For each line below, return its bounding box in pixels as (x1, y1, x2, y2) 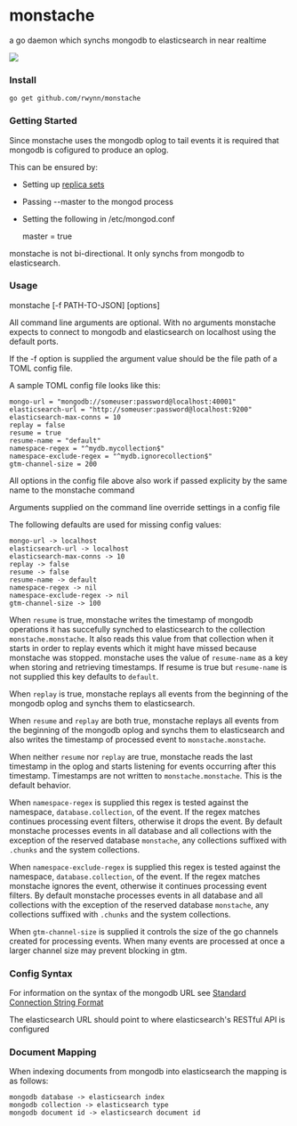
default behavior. (9, 779, 71, 790)
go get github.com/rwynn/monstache (9, 94, 141, 103)
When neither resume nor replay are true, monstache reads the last (9, 751, 253, 762)
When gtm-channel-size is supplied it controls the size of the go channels (9, 926, 278, 936)
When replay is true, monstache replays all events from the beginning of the (9, 688, 289, 699)
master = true (21, 231, 73, 241)
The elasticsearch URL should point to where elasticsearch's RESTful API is (9, 1015, 285, 1025)
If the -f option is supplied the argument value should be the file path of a (9, 353, 277, 363)
